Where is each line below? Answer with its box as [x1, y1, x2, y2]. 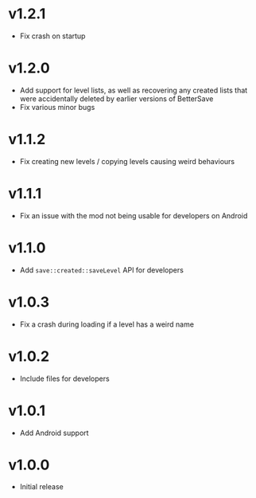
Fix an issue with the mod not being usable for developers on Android [19, 210, 248, 220]
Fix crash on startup [19, 31, 86, 41]
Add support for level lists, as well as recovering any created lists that [19, 85, 248, 95]
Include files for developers [19, 374, 110, 383]
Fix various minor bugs [19, 102, 95, 112]
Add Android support [19, 428, 89, 437]
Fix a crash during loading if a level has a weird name [19, 320, 195, 329]
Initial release [19, 482, 64, 492]
